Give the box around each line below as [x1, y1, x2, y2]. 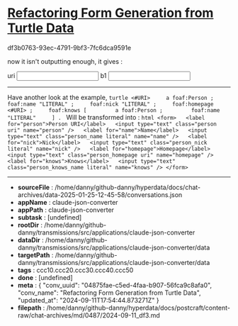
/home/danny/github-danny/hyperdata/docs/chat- [54, 183, 201, 191]
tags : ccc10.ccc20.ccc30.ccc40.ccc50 [17, 266, 134, 274]
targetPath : [17, 250, 54, 259]
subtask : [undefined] [17, 213, 82, 221]
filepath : [17, 303, 45, 312]
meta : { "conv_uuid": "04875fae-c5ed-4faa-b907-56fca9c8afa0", [17, 281, 212, 289]
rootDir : [17, 220, 43, 229]
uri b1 [7, 71, 107, 79]
